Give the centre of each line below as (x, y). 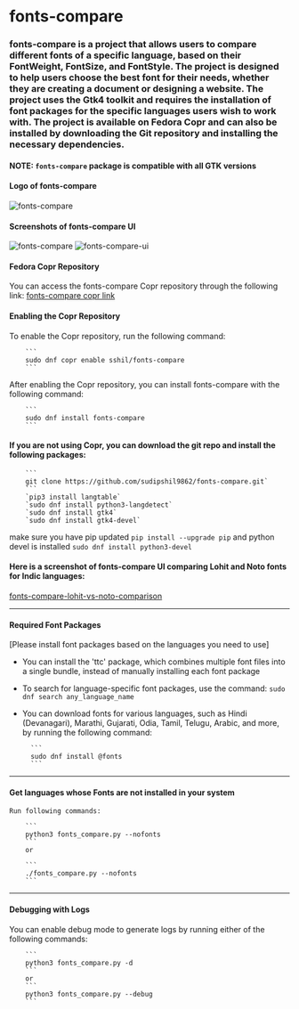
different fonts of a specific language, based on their (125, 55)
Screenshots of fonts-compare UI (73, 226)
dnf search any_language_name (78, 697)
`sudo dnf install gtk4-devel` (83, 520)
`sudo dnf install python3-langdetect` (99, 505)
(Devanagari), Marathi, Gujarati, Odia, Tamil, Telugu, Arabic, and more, (151, 723)
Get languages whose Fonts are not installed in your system (122, 792)
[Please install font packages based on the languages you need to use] (139, 645)
